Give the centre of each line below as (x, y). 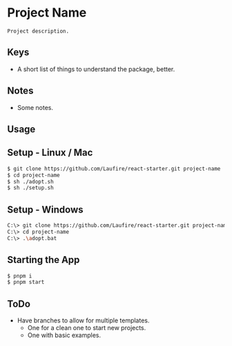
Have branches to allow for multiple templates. (83, 320)
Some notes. (35, 107)
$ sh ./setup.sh (30, 188)
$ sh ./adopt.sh (30, 181)
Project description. (38, 31)
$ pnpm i (20, 276)
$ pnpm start (26, 282)
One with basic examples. (64, 335)
